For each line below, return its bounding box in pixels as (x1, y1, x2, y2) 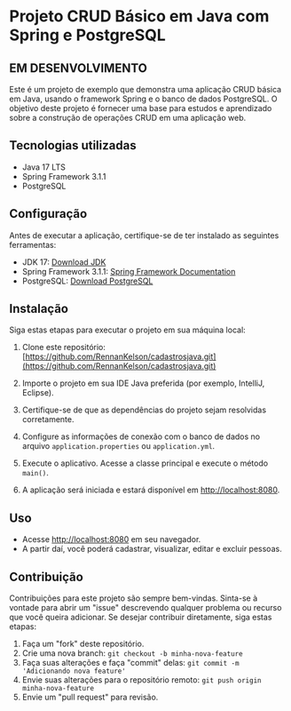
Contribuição (9, 569, 84, 584)
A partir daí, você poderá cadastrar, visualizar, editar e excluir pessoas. (21, 544, 282, 555)
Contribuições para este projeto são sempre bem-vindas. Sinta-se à (9, 593, 258, 603)
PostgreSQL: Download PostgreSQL (21, 276, 153, 286)
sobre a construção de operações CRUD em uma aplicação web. (9, 113, 247, 123)
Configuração (9, 206, 88, 221)
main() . (21, 467, 49, 478)
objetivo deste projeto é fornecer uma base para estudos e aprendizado (9, 103, 272, 113)
